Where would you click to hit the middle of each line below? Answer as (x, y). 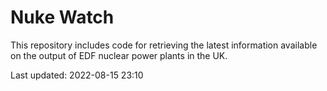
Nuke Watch (62, 17)
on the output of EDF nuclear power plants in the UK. (119, 55)
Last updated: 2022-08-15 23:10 (77, 75)
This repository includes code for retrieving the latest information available (164, 45)
